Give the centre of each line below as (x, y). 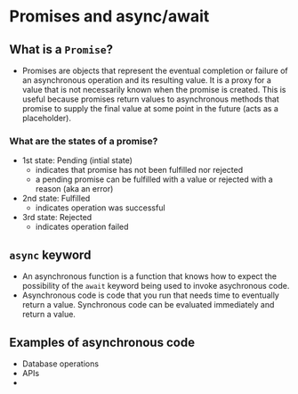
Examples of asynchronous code (102, 342)
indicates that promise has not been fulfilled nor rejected (139, 170)
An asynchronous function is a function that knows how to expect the (149, 276)
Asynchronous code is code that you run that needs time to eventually (151, 295)
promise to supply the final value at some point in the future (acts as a (150, 108)
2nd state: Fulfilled (56, 199)
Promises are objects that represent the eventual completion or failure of (155, 70)
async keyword (50, 254)
